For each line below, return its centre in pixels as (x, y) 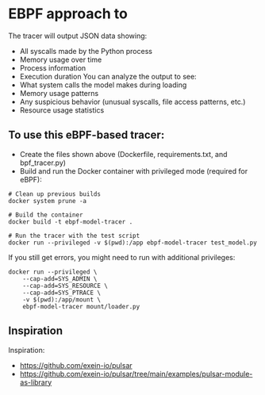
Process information (53, 67)
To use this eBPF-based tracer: (86, 135)
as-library (36, 382)
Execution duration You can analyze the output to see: (108, 76)
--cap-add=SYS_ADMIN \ (60, 278)
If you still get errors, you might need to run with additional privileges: (122, 257)
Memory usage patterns (59, 93)
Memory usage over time (61, 59)
